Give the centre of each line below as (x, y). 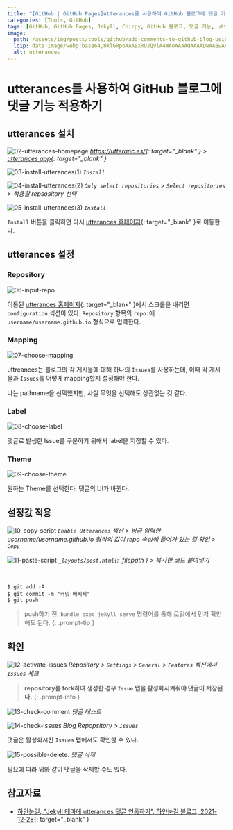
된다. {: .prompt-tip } (66, 623)
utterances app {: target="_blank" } (57, 158)
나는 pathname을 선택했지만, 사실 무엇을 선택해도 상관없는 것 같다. (97, 392)
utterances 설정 (41, 255)
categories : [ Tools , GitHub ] (49, 20)
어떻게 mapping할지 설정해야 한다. (93, 378)
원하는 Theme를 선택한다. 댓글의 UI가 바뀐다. (68, 489)
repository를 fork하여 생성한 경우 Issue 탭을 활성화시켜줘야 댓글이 (114, 688)
